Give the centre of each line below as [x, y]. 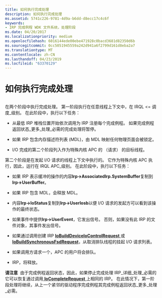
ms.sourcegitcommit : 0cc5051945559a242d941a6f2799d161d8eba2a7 [70, 46]
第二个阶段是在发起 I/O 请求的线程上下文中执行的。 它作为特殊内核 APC [76, 160]
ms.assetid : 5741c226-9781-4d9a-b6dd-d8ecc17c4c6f [57, 18]
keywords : [15, 23]
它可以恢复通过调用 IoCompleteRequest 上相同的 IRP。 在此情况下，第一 [78, 279]
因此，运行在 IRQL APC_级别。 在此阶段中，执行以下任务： [72, 166]
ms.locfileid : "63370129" [31, 63]
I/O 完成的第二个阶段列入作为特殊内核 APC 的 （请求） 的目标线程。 [80, 149]
